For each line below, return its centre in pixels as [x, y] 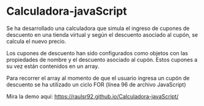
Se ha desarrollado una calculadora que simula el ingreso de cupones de [98, 28]
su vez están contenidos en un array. [53, 66]
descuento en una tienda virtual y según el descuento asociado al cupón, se [102, 34]
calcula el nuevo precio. [36, 41]
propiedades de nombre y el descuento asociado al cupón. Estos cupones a [102, 59]
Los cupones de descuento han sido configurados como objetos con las [97, 53]
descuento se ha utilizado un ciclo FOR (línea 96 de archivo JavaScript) [96, 85]
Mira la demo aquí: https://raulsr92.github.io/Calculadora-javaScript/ [93, 96]
